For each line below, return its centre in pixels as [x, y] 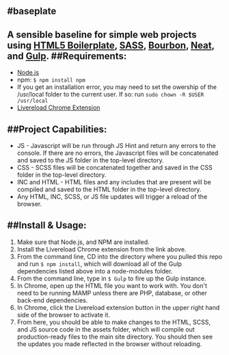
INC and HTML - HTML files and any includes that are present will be [114, 182]
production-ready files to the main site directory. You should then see [115, 336]
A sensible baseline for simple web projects [102, 35]
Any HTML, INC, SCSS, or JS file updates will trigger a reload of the [112, 197]
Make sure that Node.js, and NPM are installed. [83, 242]
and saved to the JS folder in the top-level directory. [90, 160]
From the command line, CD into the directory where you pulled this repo [120, 256]
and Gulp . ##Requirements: [67, 56]
